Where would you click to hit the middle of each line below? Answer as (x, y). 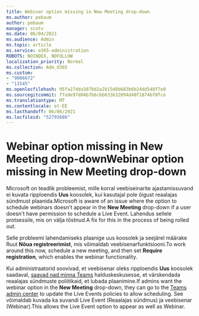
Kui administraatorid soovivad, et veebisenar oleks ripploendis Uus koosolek (99, 268)
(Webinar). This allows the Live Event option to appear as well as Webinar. (96, 306)
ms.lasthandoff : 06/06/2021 (41, 111)
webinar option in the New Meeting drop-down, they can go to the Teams (97, 287)
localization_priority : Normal (45, 61)
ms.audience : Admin (30, 39)
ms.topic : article (29, 45)
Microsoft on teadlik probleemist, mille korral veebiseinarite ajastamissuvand (100, 188)
